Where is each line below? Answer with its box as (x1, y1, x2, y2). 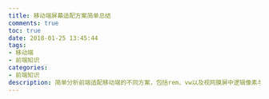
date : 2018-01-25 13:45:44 (8, 34, 98, 42)
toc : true (8, 26, 42, 34)
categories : (8, 64, 48, 72)
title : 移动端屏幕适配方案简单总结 (8, 11, 111, 20)
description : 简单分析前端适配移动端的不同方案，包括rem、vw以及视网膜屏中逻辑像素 (8, 78, 258, 86)
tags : (8, 42, 26, 49)
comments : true (8, 19, 59, 27)
